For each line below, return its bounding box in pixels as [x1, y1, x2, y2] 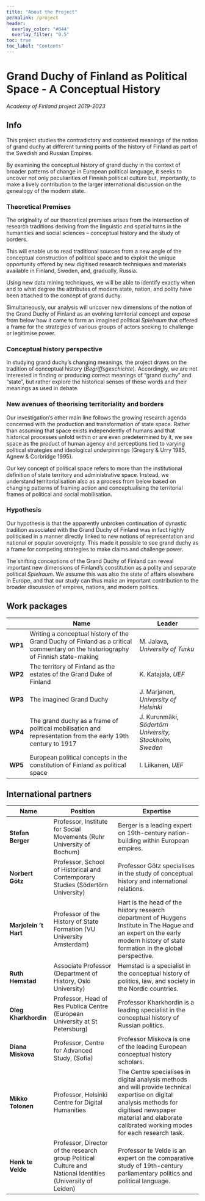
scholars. [118, 1058, 145, 1066]
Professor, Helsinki [53, 1090, 108, 1099]
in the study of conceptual [118, 869, 193, 878]
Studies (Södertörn [53, 880, 109, 889]
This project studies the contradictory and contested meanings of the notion [6, 136, 198, 143]
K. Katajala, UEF [139, 670, 185, 678]
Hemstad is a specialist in [118, 962, 191, 970]
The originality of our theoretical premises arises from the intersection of [6, 216, 189, 223]
